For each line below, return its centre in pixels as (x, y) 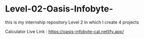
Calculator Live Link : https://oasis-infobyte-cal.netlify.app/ (64, 31)
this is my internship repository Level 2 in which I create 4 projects (72, 22)
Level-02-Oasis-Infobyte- (59, 9)
